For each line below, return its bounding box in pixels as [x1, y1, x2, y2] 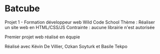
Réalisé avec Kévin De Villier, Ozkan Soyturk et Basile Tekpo [4, 43, 128, 49]
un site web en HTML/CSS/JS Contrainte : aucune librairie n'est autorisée [4, 24, 155, 30]
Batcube [4, 3, 40, 14]
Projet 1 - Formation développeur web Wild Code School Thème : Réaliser [4, 19, 155, 25]
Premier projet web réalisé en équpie [4, 34, 80, 40]
